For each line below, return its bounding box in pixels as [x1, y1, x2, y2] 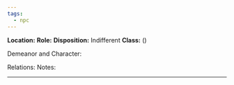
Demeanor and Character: [7, 49, 82, 58]
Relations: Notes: [7, 63, 56, 71]
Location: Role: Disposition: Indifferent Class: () [7, 36, 148, 44]
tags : [7, 10, 23, 17]
